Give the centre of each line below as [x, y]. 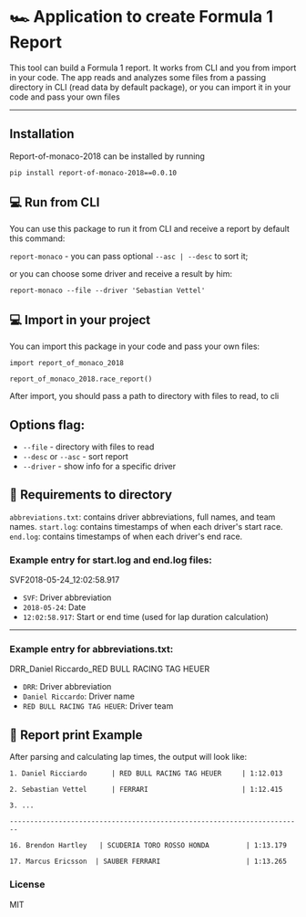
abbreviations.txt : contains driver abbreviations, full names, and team [143, 517]
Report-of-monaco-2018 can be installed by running [107, 156]
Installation [42, 134]
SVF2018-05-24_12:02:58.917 [65, 580]
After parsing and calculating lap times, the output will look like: [128, 757]
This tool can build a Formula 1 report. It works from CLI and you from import [153, 68]
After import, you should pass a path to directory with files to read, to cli [144, 396]
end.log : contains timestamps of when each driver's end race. [126, 536]
